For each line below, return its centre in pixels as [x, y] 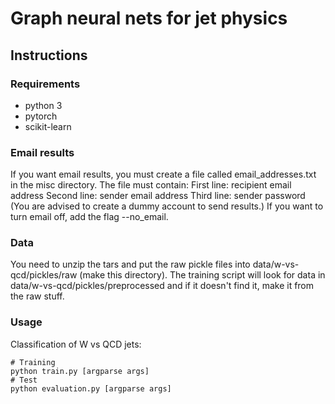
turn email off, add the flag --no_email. [89, 217]
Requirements [45, 84]
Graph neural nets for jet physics [149, 18]
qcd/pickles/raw [44, 275]
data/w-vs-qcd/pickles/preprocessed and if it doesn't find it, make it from [162, 286]
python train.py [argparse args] [80, 371]
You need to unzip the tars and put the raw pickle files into [130, 264]
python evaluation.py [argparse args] [91, 388]
